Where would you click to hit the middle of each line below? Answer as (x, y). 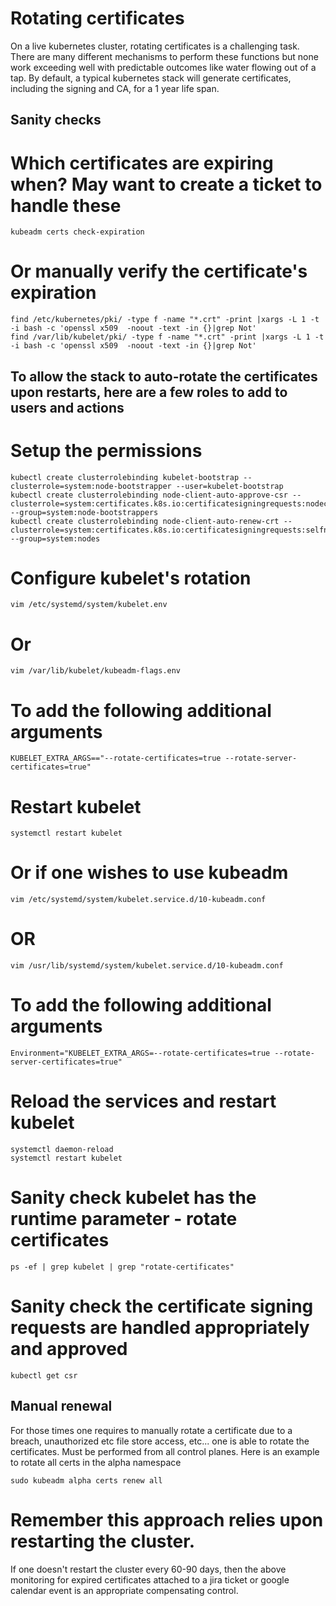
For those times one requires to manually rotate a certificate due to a (151, 1430)
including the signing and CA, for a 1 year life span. (115, 88)
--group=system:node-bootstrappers (84, 512)
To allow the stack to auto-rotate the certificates (164, 376)
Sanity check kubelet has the (133, 1198)
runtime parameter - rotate (124, 1219)
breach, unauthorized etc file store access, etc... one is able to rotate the (160, 1441)
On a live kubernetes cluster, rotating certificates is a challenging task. (155, 46)
